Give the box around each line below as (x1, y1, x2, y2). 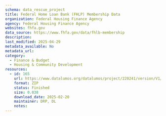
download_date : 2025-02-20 (14, 94, 70, 99)
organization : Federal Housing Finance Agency (5, 16, 103, 21)
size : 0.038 (14, 90, 39, 95)
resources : (5, 67, 28, 72)
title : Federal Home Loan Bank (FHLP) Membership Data (5, 12, 121, 17)
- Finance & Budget (9, 58, 50, 63)
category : (5, 53, 26, 58)
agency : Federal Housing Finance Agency (5, 21, 90, 26)
